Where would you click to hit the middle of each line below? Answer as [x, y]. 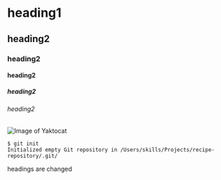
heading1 [34, 13]
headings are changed [40, 169]
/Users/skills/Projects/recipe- [168, 150]
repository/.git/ [33, 155]
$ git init [23, 144]
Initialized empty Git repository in [62, 150]
